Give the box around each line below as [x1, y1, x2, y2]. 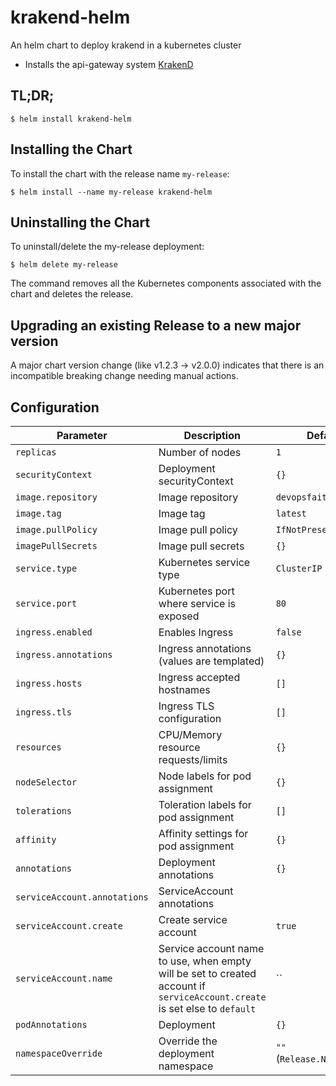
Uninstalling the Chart [10, 214, 151, 231]
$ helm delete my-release [10, 260, 118, 270]
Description [183, 429, 241, 442]
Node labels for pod [158, 769, 252, 783]
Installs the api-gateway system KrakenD [24, 58, 194, 70]
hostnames [158, 683, 211, 696]
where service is [158, 597, 237, 610]
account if [158, 979, 206, 993]
